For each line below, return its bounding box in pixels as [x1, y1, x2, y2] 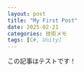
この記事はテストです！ [7, 57, 76, 66]
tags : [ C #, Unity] [7, 37, 62, 44]
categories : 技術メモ [7, 30, 68, 37]
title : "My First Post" [7, 17, 78, 24]
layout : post [7, 10, 46, 18]
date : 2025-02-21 [7, 23, 59, 30]
